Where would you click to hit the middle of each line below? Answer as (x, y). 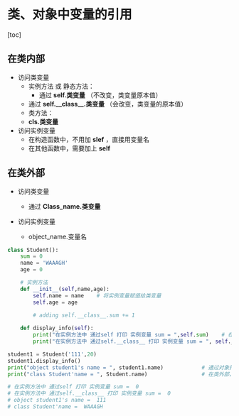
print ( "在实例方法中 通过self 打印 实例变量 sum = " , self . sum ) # (129, 335)
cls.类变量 (43, 121)
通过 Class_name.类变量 (64, 206)
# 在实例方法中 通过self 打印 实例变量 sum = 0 (73, 387)
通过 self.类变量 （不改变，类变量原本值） (100, 95)
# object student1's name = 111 (57, 400)
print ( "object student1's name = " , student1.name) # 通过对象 (118, 367)
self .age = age (55, 302)
